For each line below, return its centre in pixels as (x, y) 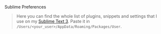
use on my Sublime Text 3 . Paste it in (53, 21)
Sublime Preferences (25, 7)
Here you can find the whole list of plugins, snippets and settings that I (87, 16)
